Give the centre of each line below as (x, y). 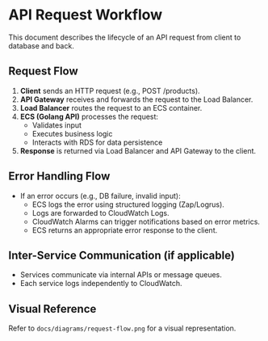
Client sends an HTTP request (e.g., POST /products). (110, 91)
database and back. (41, 45)
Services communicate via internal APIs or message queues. (121, 275)
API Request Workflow (86, 15)
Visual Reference (52, 309)
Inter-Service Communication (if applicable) (122, 255)
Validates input (57, 125)
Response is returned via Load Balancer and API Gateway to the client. (138, 150)
